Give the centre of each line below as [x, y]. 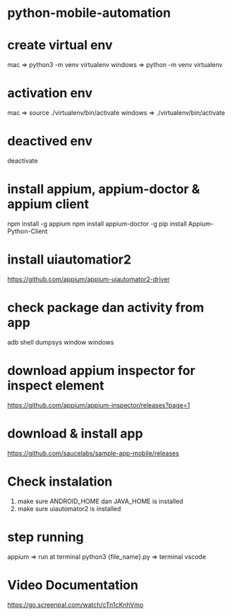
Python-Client [28, 231]
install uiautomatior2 [69, 260]
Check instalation [60, 481]
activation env [50, 93]
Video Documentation [73, 585]
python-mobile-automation [89, 13]
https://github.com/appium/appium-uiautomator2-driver [89, 279]
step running [46, 537]
